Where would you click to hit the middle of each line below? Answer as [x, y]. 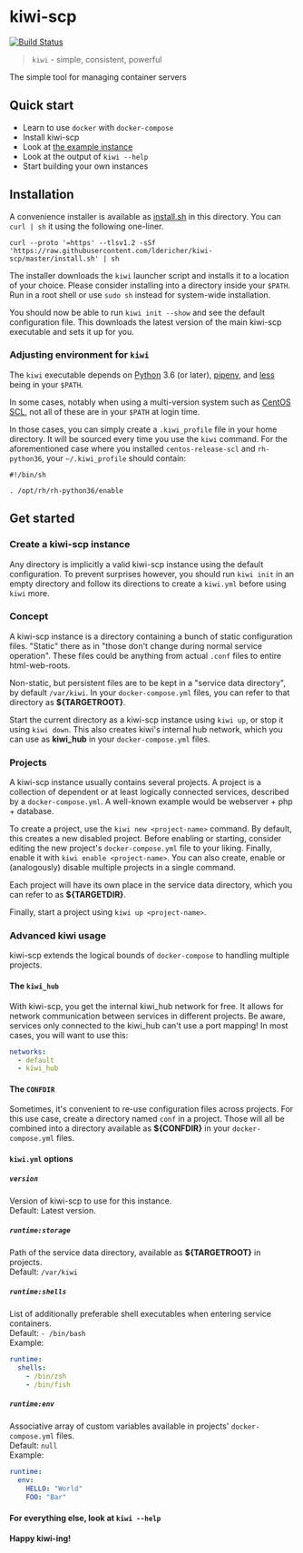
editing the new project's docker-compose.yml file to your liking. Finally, [141, 848]
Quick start [42, 106]
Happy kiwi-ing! [40, 1538]
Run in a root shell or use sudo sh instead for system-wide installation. [140, 295]
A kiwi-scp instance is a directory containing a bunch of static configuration [151, 636]
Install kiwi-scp [51, 137]
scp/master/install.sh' [54, 259]
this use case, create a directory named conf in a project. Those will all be [147, 1119]
